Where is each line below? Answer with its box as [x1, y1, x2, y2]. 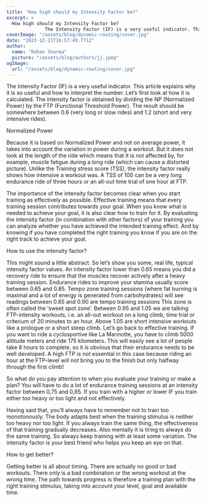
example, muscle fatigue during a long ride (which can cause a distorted [6, 159, 189, 166]
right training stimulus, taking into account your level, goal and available [6, 482, 188, 490]
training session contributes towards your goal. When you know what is [6, 203, 187, 210]
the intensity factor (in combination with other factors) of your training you [6, 216, 194, 224]
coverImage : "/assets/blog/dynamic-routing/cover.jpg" [6, 32, 150, 38]
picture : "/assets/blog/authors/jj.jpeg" [12, 55, 120, 61]
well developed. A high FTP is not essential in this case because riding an [6, 350, 192, 358]
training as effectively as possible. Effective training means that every [6, 197, 182, 204]
